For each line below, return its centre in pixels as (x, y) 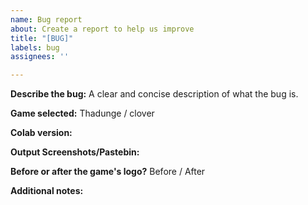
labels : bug (35, 47)
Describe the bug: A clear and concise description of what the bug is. (154, 94)
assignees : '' (40, 57)
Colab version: (41, 133)
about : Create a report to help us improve (102, 29)
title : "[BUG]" (42, 38)
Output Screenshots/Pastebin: (75, 152)
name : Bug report (46, 19)
